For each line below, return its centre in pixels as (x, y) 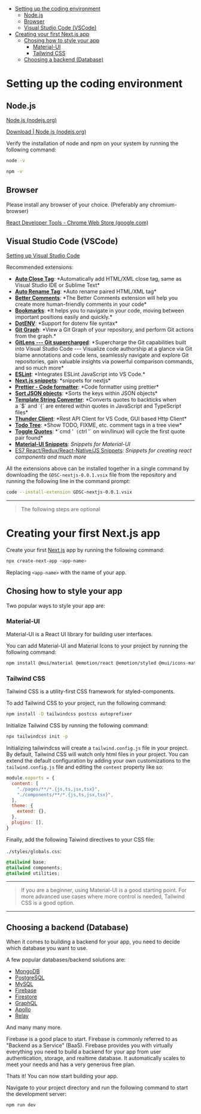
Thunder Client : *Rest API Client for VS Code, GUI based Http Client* (101, 419)
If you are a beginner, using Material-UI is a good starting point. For (104, 890)
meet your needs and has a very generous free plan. (71, 1064)
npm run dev (21, 1105)
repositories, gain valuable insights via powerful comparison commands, (104, 362)
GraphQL (26, 1003)
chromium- (164, 204)
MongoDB (27, 972)
